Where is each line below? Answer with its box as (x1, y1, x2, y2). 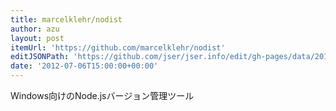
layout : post (10, 33, 65, 43)
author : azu (10, 24, 60, 34)
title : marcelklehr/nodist (10, 14, 123, 25)
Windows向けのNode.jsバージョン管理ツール (10, 90, 195, 101)
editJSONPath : (10, 52, 70, 62)
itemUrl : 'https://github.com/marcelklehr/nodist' (10, 42, 226, 53)
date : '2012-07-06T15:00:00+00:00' (10, 61, 159, 71)
